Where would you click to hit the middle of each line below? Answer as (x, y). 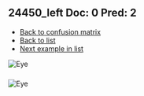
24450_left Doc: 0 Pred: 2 (72, 13)
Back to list (37, 40)
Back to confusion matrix (60, 31)
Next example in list (52, 48)
